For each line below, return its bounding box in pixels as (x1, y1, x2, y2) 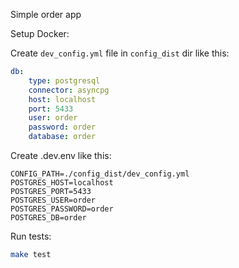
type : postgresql (28, 75, 101, 86)
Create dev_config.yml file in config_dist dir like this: (10, 47, 230, 59)
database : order (28, 132, 97, 142)
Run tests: (10, 230, 52, 242)
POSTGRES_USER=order (10, 195, 97, 205)
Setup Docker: (10, 28, 70, 39)
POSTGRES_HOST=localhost (10, 178, 114, 188)
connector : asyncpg (28, 85, 110, 95)
